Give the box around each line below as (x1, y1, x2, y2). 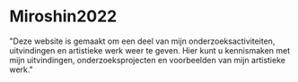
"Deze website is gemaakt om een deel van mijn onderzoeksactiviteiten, (9, 36, 276, 46)
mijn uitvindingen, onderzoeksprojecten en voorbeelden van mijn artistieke (9, 54, 285, 65)
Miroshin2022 (9, 6, 118, 27)
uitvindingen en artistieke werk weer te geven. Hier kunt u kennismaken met (9, 45, 291, 55)
